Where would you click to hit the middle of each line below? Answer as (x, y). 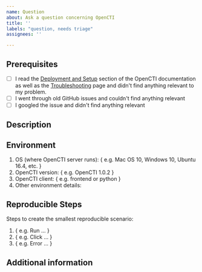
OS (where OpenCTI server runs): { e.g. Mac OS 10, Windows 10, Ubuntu (105, 160)
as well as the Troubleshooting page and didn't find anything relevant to (105, 86)
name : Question (25, 12)
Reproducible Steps (44, 204)
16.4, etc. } (28, 166)
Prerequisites (32, 64)
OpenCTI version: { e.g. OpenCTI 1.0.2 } (64, 172)
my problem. (31, 92)
